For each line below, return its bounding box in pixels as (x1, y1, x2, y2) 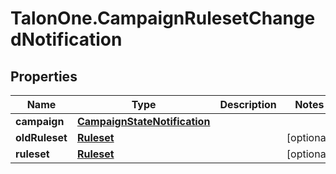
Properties (10, 68, 78, 85)
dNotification (10, 28, 123, 51)
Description (219, 98, 277, 111)
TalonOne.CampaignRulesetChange (10, 7, 316, 30)
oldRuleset (15, 131, 68, 144)
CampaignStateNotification (76, 115, 211, 128)
